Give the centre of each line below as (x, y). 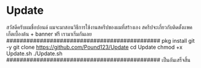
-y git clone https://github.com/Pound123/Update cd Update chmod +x (94, 47)
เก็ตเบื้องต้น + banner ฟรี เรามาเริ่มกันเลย (49, 34)
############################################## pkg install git (101, 40)
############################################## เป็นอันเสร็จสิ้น (98, 60)
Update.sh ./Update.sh (34, 53)
